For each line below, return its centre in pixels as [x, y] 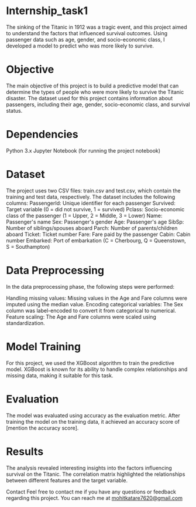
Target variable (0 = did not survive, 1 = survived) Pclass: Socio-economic [95, 209]
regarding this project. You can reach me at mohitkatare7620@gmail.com [94, 498]
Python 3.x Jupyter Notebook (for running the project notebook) [83, 150]
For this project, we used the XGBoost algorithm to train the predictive [90, 363]
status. [14, 110]
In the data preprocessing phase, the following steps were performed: [90, 286]
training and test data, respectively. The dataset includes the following [91, 197]
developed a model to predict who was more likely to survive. [80, 46]
